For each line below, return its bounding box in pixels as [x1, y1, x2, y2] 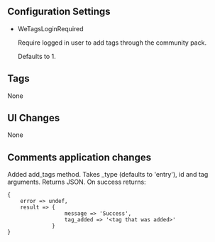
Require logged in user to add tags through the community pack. [17, 38, 207, 47]
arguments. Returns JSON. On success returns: [7, 177, 147, 187]
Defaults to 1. [17, 52, 57, 60]
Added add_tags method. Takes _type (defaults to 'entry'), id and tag [7, 170, 209, 179]
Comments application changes [7, 151, 151, 163]
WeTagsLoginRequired [17, 24, 84, 33]
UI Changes [7, 112, 60, 124]
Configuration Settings [7, 6, 111, 18]
